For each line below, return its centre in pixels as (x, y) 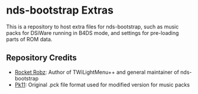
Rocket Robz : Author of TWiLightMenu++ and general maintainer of (97, 72)
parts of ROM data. (29, 39)
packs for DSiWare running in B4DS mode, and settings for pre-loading (92, 33)
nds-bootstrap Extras (60, 10)
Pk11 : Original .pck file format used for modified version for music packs (102, 85)
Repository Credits (41, 58)
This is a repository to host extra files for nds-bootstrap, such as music (92, 27)
